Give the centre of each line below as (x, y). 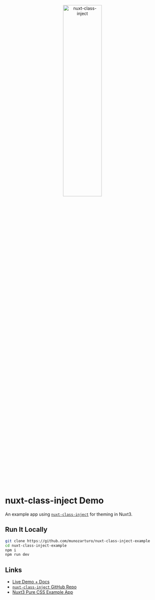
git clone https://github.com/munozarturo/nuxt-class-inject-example (78, 541)
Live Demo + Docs (31, 582)
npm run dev (17, 555)
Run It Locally (26, 530)
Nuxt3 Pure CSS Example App (43, 592)
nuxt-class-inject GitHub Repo (44, 587)
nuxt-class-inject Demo (54, 501)
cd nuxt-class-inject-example (36, 546)
